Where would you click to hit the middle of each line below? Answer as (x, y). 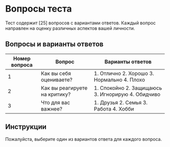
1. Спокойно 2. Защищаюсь (128, 88)
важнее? (51, 108)
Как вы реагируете (64, 88)
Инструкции (26, 127)
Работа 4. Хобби (114, 108)
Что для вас (55, 102)
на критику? (56, 94)
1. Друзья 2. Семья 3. (121, 102)
